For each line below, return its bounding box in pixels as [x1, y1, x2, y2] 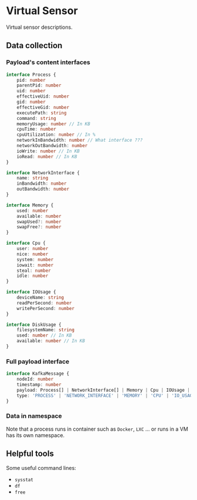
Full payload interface [6, 357, 70, 365]
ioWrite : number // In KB [16, 148, 80, 154]
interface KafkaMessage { [6, 371, 69, 377]
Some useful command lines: [6, 464, 76, 471]
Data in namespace [6, 412, 63, 420]
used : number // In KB [16, 332, 72, 339]
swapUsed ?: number [16, 219, 62, 225]
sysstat [14, 476, 33, 483]
